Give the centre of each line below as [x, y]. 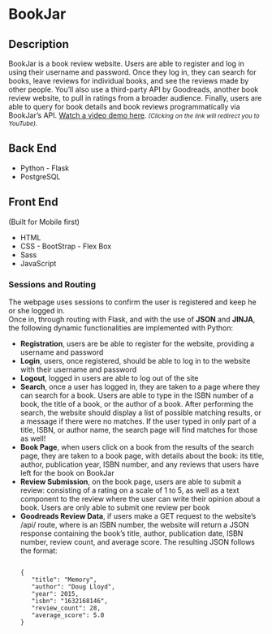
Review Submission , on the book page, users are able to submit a [131, 481]
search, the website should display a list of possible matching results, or [141, 412]
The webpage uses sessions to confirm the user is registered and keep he [133, 302]
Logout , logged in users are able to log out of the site [109, 377]
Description [39, 44]
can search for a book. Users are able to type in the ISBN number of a [137, 395]
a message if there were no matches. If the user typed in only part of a [138, 421]
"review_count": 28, [66, 608]
